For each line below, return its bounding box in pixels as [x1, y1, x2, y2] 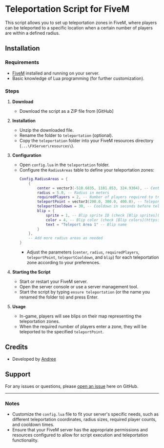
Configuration [12, 152, 41, 158]
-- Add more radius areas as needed [28, 236, 103, 241]
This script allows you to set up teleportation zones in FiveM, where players [5, 20, 157, 25]
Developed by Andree [12, 356, 56, 362]
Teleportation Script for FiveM [5, 3, 130, 15]
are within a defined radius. [5, 30, 60, 36]
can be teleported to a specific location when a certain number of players [5, 25, 153, 30]
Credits [5, 343, 28, 351]
